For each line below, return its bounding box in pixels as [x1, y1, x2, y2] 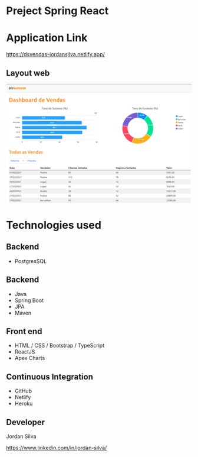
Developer [6, 417, 45, 427]
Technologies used [6, 219, 102, 232]
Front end [6, 326, 42, 336]
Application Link [6, 31, 88, 45]
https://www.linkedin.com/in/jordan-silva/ [6, 445, 107, 452]
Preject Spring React [6, 4, 109, 18]
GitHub [14, 387, 32, 394]
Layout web [6, 68, 50, 78]
